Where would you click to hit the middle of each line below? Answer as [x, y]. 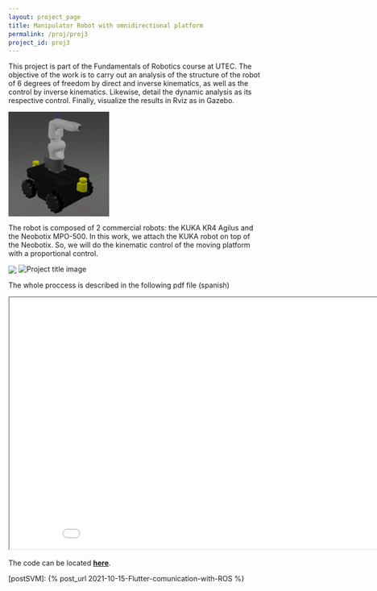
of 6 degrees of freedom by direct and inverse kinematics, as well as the [128, 84]
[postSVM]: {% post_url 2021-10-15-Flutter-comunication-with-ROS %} [126, 579]
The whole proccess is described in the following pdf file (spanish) [119, 285]
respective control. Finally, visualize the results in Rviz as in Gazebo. [122, 101]
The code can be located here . [60, 563]
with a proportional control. [53, 254]
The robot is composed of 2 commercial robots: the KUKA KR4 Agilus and [131, 228]
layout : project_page [45, 17]
